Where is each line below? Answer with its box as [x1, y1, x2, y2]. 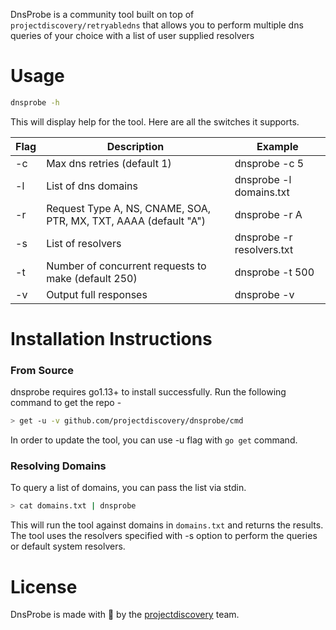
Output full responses [46, 287, 148, 301]
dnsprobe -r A [234, 207, 303, 221]
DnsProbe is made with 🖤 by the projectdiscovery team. [10, 609, 240, 621]
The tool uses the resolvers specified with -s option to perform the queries [10, 530, 318, 542]
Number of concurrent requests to [46, 259, 207, 273]
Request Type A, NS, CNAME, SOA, [46, 201, 212, 215]
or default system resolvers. [10, 540, 126, 553]
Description [106, 139, 165, 153]
